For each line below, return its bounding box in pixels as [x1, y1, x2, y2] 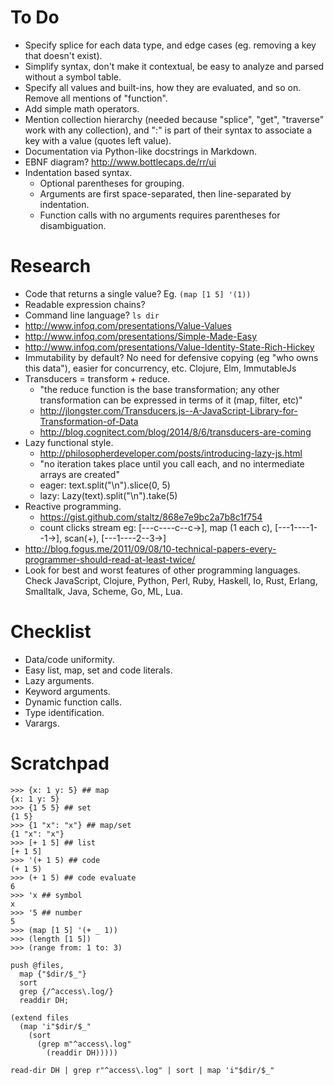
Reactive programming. [24, 500, 122, 512]
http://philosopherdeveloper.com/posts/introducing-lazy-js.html [39, 447, 303, 459]
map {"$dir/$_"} [19, 969, 87, 979]
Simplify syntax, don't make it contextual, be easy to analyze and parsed [24, 60, 325, 72]
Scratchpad [10, 752, 110, 775]
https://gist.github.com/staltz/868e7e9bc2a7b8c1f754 [39, 511, 263, 523]
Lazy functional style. [24, 436, 114, 448]
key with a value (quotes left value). [24, 134, 172, 146]
